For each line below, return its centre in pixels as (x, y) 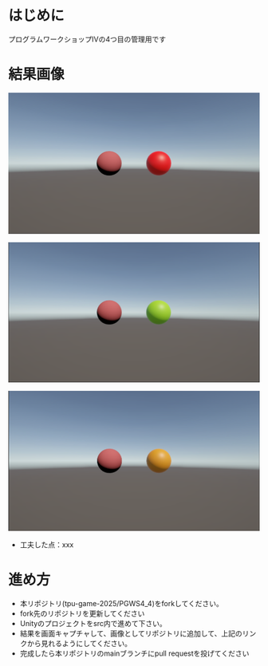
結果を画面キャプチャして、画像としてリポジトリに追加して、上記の (131, 633)
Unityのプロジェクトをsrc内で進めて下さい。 (93, 624)
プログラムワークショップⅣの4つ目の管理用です (87, 39)
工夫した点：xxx (47, 545)
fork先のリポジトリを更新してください (82, 613)
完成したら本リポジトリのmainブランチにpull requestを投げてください (134, 653)
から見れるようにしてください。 (79, 644)
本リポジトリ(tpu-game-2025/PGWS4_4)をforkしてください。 (121, 604)
